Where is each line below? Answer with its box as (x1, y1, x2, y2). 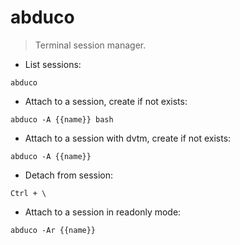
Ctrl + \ (10, 188, 47, 198)
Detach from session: (24, 169, 114, 181)
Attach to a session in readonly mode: (24, 206, 182, 218)
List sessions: (24, 58, 82, 70)
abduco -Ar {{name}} (10, 225, 97, 235)
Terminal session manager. (34, 39, 147, 51)
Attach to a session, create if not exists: (24, 95, 188, 107)
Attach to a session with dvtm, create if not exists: (24, 132, 232, 144)
